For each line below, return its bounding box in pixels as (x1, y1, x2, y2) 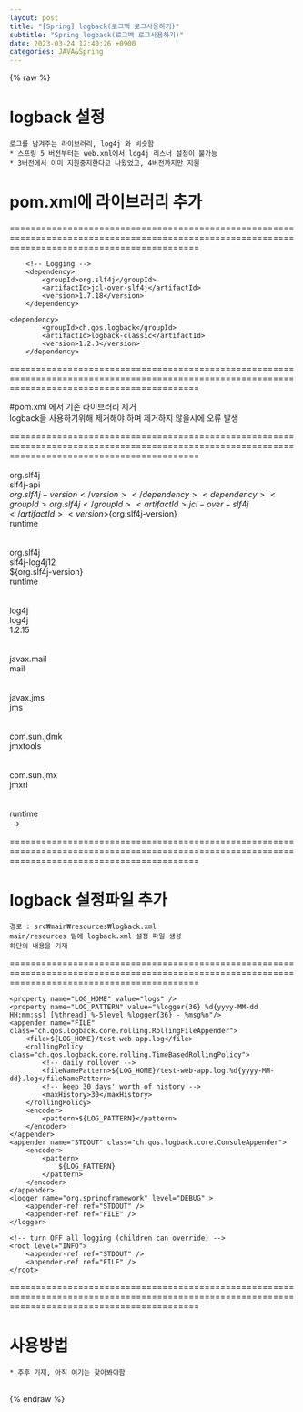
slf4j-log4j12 (9, 557, 56, 568)
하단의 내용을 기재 (9, 941, 68, 950)
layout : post (9, 13, 59, 23)
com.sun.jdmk (9, 731, 63, 742)
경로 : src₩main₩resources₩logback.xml (9, 922, 157, 931)
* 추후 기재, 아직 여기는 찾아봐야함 (9, 1367, 126, 1376)
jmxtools (9, 741, 42, 752)
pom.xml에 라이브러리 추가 (9, 192, 203, 212)
